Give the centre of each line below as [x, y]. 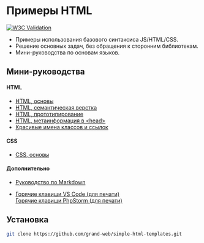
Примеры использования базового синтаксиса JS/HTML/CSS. [97, 39]
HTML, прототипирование [49, 114]
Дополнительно [28, 168]
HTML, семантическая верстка [56, 107]
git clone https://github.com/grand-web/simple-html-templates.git [94, 234]
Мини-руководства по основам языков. [67, 52]
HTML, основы [34, 101]
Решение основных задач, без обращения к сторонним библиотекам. [107, 46]
